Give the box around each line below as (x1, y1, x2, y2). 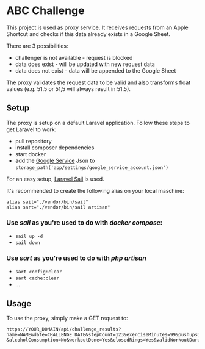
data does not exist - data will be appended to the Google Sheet (15, 67, 176, 74)
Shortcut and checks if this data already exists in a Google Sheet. (6, 30, 171, 37)
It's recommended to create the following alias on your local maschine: (6, 187, 184, 194)
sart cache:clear (15, 275, 60, 281)
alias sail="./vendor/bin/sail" (6, 199, 88, 205)
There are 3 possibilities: (6, 42, 68, 49)
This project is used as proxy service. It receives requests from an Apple (6, 24, 189, 31)
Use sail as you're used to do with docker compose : (6, 218, 163, 226)
